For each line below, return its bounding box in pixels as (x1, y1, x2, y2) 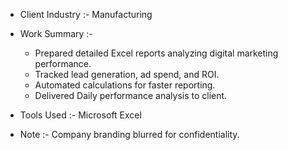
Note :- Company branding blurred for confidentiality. (19, 129, 240, 140)
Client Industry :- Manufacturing (19, 9, 153, 20)
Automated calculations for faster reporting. (34, 79, 216, 91)
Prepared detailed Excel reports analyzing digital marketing (34, 47, 279, 59)
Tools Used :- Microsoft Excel (19, 109, 142, 121)
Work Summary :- (19, 28, 93, 39)
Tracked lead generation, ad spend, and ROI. (34, 69, 220, 80)
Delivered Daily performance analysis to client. (34, 90, 228, 101)
